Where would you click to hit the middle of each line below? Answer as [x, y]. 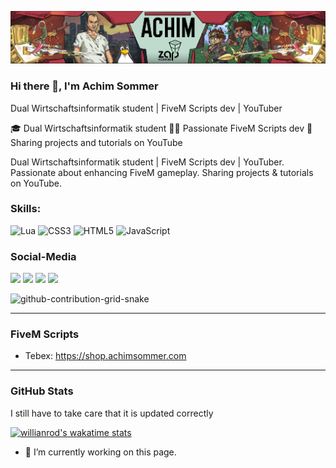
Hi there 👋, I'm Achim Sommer [84, 86]
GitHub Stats [42, 391]
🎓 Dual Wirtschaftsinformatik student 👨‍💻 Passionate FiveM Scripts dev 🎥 [161, 128]
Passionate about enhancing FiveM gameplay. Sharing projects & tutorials [162, 172]
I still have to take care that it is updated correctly [112, 413]
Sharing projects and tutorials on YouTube [96, 142]
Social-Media [43, 256]
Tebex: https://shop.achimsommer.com [105, 356]
